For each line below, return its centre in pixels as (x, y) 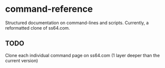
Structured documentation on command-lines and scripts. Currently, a (77, 23)
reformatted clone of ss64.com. (38, 28)
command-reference (49, 9)
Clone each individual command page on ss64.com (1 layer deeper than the (82, 55)
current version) (22, 61)
